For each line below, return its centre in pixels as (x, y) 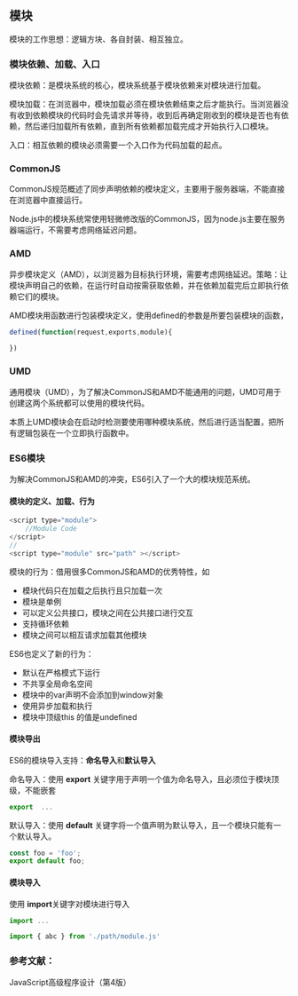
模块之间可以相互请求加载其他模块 (84, 635)
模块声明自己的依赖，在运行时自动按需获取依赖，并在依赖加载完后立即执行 (145, 285)
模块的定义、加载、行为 (52, 501)
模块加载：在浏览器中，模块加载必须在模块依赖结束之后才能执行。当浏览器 (145, 104)
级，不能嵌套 (32, 790)
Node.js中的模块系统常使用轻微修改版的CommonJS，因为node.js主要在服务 (147, 219)
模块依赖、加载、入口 (55, 64)
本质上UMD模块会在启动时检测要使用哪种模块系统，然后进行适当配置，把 (143, 422)
